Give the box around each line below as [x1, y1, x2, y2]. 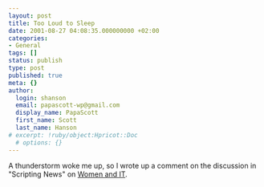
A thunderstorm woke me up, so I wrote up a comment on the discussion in [8, 161, 257, 170]
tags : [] [8, 49, 38, 57]
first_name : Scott [15, 116, 78, 124]
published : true [8, 71, 63, 79]
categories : [8, 34, 48, 43]
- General [8, 42, 42, 50]
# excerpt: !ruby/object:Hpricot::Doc [8, 131, 138, 139]
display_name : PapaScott [15, 109, 99, 117]
